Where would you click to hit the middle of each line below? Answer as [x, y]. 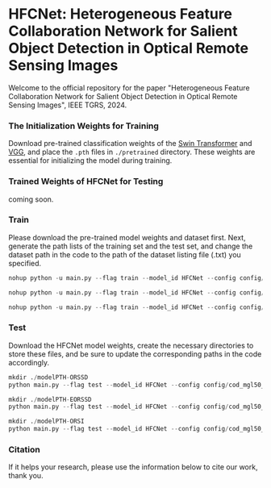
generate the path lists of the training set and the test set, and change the [131, 246]
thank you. [26, 476]
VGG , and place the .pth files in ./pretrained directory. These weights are [132, 152]
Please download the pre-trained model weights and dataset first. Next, [127, 237]
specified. [25, 263]
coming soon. [31, 199]
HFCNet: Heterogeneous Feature [120, 14]
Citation [24, 449]
